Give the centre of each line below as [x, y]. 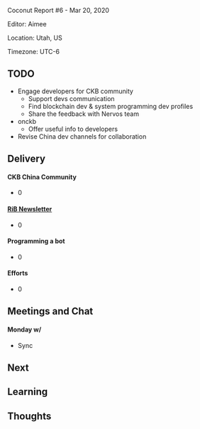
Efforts [18, 273]
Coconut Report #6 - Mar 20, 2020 [59, 10]
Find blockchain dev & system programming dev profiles [111, 106]
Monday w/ [24, 329]
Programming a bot [36, 241]
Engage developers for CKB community [75, 91]
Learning [28, 392]
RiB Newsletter [30, 209]
